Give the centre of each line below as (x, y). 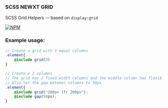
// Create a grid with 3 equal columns (47, 51)
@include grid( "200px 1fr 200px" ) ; (51, 92)
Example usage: (25, 40)
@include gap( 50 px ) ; (35, 97)
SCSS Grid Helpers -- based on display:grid (52, 18)
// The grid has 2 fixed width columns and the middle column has (76, 78)
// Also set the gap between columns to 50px (53, 83)
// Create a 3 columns (29, 74)
